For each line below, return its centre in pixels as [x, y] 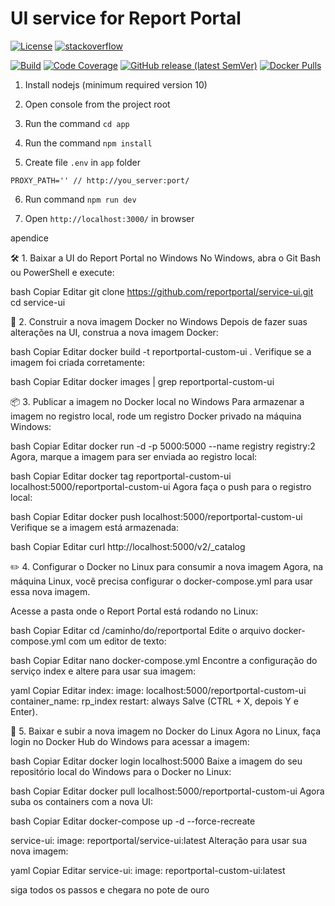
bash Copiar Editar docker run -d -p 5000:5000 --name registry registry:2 [163, 446]
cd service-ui [38, 302]
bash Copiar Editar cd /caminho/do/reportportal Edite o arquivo [141, 630]
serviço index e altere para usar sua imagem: [103, 671]
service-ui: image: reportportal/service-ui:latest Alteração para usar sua [159, 840]
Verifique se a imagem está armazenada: [94, 527]
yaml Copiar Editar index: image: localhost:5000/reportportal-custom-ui [158, 690]
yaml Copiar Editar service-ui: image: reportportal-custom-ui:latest [148, 870]
